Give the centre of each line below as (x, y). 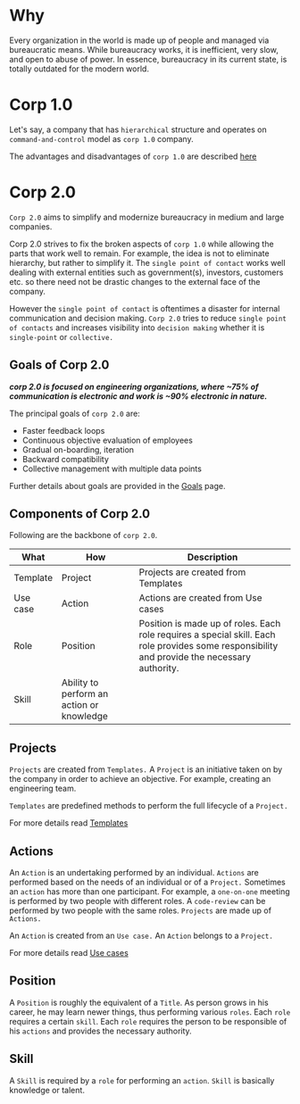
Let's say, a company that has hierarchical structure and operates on (138, 129)
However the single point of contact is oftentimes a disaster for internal (145, 308)
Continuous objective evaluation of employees (108, 440)
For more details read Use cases (69, 953)
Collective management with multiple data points (112, 469)
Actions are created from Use (200, 598)
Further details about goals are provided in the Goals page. (117, 486)
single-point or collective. (62, 336)
